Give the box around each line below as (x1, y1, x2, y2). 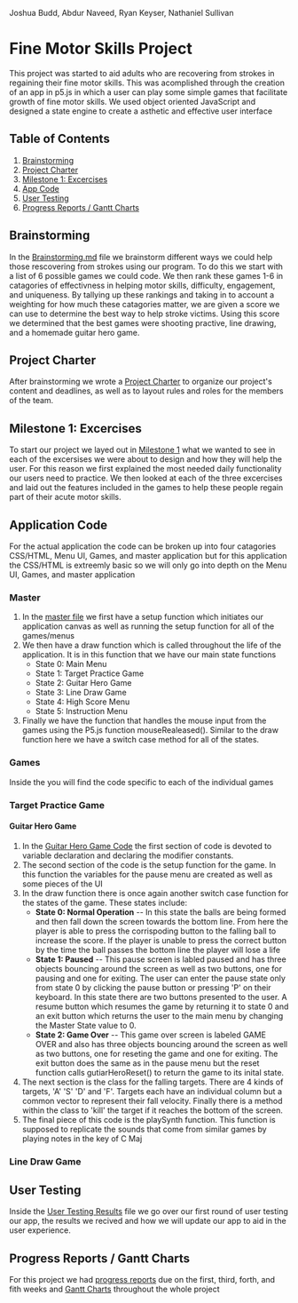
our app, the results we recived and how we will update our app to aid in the (9, 1216, 286, 1227)
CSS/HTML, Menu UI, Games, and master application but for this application (9, 551, 287, 560)
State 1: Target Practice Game (35, 668, 145, 679)
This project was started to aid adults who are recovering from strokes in (9, 68, 275, 78)
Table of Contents (9, 131, 111, 147)
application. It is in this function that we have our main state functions (21, 649, 277, 660)
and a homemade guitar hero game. (9, 327, 140, 338)
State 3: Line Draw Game (35, 687, 127, 698)
